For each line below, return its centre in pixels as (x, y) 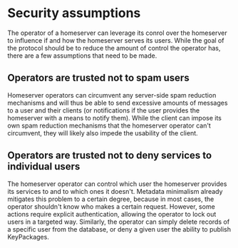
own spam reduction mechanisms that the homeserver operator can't (109, 125)
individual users (44, 166)
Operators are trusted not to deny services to (110, 156)
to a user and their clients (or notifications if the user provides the (104, 110)
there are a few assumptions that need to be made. (82, 56)
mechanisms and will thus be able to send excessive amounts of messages (118, 103)
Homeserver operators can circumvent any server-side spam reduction (112, 95)
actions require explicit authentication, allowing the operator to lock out (112, 214)
